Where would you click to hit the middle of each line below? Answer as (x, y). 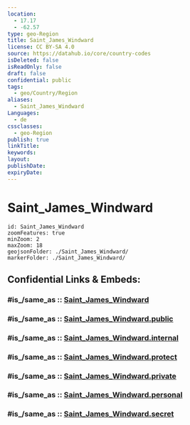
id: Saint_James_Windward (46, 227)
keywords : (22, 153)
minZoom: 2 (23, 239)
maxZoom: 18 (25, 245)
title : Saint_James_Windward (51, 41)
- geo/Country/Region (46, 93)
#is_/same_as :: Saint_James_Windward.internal (93, 338)
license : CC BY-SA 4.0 (41, 47)
